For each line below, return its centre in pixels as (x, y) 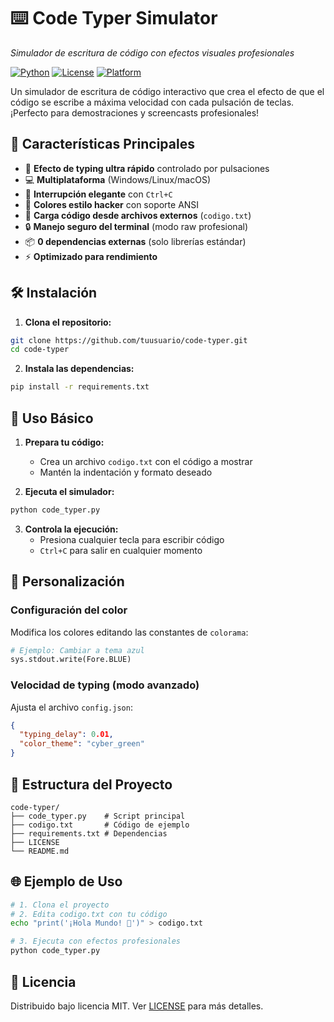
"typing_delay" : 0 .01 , (66, 735)
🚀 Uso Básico (52, 418)
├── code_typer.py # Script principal (98, 816)
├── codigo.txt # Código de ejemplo (100, 825)
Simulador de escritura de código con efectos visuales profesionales (152, 52)
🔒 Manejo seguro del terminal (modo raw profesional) (136, 226)
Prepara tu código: (64, 442)
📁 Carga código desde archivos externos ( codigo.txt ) (138, 215)
